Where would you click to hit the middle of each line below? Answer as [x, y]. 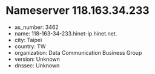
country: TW [30, 46]
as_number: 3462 [36, 27]
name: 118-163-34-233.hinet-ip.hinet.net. [66, 33]
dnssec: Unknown [37, 65]
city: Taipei [28, 40]
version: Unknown [37, 59]
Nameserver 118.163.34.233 [77, 11]
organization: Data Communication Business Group [78, 52]
